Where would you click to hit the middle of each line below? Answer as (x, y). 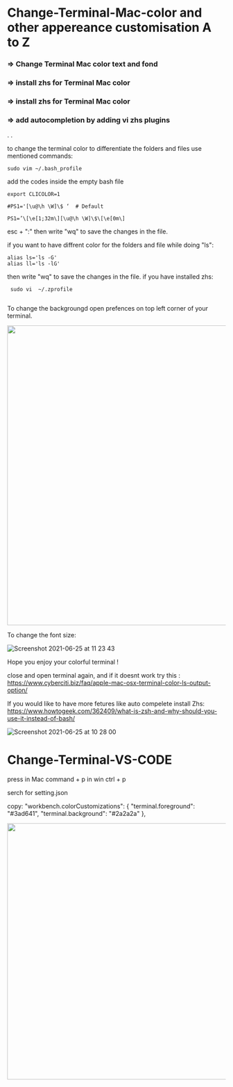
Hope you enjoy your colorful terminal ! (63, 662)
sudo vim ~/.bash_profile (44, 169)
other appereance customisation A (109, 27)
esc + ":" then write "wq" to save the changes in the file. (88, 231)
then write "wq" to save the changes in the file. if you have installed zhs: (110, 277)
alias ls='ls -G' (32, 258)
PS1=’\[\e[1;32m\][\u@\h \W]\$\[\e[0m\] (67, 219)
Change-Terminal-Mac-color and (105, 13)
